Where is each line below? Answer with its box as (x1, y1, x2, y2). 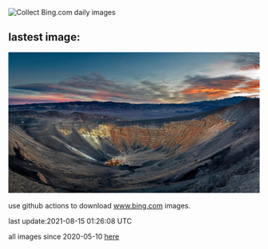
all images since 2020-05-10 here (8, 231, 120, 242)
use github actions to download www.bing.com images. (8, 201, 191, 211)
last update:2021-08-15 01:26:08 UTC (8, 216, 132, 226)
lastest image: (8, 30, 81, 44)
